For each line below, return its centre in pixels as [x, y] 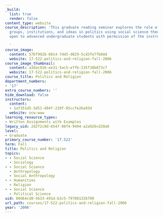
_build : [13, 9]
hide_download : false [27, 95]
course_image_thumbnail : [30, 63]
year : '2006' [18, 207]
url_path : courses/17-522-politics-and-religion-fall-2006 [66, 203]
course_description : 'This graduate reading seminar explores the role [79, 28]
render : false [24, 18]
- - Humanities [20, 180]
